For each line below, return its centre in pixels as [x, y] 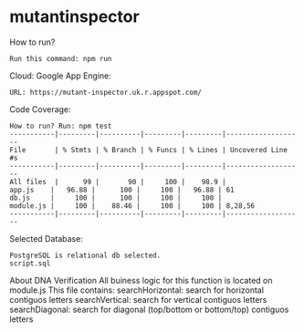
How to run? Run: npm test [61, 126]
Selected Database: [47, 238]
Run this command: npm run [61, 58]
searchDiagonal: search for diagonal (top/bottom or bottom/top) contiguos [149, 309]
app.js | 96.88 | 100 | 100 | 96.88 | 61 [122, 190]
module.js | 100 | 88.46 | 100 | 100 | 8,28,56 [132, 206]
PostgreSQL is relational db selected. [85, 255]
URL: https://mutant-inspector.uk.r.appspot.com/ [106, 92]
